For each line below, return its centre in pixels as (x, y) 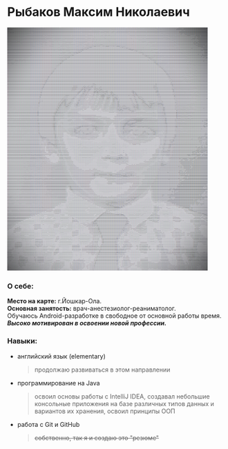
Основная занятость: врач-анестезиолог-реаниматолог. (92, 309)
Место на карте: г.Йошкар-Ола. (55, 301)
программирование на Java (58, 383)
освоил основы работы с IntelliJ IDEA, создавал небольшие (122, 396)
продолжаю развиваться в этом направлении (102, 370)
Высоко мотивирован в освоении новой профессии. (87, 323)
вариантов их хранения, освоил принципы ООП (105, 411)
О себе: (21, 286)
